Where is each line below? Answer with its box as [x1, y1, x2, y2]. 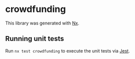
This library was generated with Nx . [5, 20, 79, 26]
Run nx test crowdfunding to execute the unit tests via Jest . [5, 47, 130, 53]
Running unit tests [5, 34, 64, 43]
